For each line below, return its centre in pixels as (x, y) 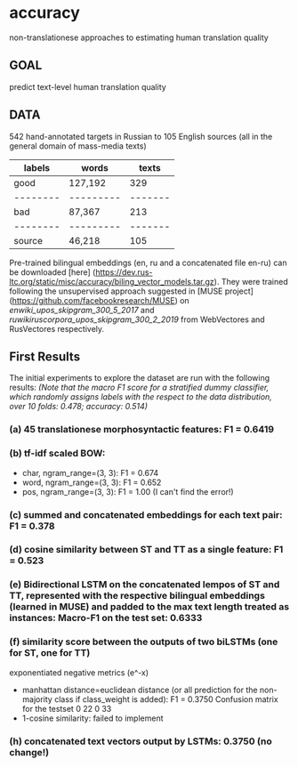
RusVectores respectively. (57, 328)
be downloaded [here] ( (52, 272)
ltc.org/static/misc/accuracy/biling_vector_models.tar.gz (112, 281)
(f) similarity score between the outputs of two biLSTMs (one (144, 642)
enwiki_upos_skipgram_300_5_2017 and (82, 310)
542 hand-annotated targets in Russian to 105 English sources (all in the (141, 136)
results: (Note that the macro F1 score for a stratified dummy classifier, (139, 388)
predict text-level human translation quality (88, 86)
